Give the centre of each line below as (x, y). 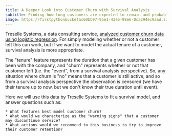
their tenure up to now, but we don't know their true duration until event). (82, 87)
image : (12, 19)
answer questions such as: (34, 102)
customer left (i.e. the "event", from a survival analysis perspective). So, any (85, 71)
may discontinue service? (33, 121)
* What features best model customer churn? (53, 112)
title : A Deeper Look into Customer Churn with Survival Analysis (78, 10)
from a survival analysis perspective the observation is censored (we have (84, 81)
